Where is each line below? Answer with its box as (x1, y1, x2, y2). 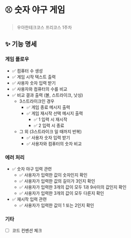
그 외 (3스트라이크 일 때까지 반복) (19, 128, 82, 134)
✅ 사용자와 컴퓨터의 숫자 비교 (26, 140, 82, 146)
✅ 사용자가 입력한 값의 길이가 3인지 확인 (19, 178, 95, 184)
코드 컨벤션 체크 (12, 228, 42, 234)
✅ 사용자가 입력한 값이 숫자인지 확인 (19, 172, 88, 178)
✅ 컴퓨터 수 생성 (12, 68, 43, 73)
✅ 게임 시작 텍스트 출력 (12, 74, 56, 80)
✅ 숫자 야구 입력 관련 (12, 166, 52, 171)
